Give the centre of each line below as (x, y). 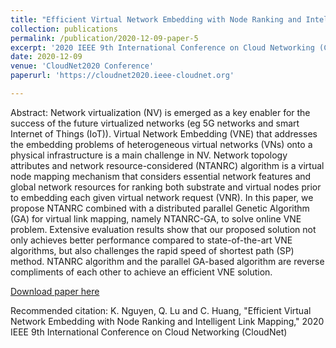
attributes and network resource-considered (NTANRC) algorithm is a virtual (167, 165)
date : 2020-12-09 (46, 57)
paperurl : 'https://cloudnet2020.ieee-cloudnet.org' (122, 76)
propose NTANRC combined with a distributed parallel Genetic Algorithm (160, 208)
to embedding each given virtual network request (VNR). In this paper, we (162, 197)
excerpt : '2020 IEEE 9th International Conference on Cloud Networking (162, 47)
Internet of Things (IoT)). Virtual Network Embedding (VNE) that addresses (164, 133)
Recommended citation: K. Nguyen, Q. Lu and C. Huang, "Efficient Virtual (161, 310)
